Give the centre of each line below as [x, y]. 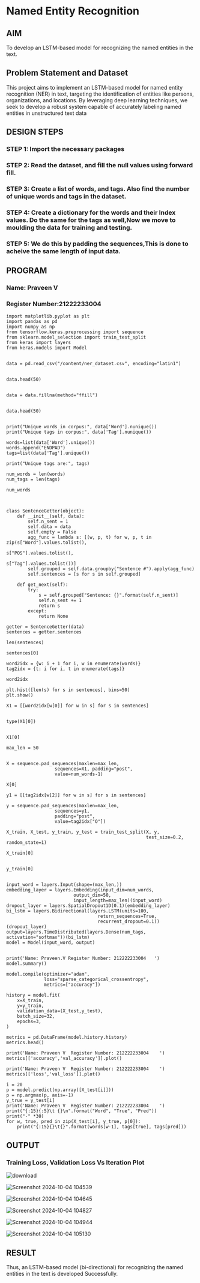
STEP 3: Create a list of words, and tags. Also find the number [98, 189]
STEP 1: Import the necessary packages [65, 149]
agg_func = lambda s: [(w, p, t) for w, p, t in [90, 537]
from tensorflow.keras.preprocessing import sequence [75, 332]
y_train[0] [20, 869]
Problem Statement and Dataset [67, 73]
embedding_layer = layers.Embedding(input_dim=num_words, [80, 890]
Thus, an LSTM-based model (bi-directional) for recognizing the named [95, 1267]
